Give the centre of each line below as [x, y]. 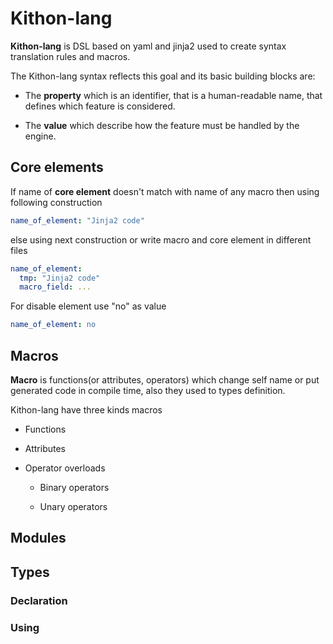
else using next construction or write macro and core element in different [161, 239]
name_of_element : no [53, 325]
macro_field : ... [55, 287]
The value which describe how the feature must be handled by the [162, 125]
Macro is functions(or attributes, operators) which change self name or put [165, 379]
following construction [56, 202]
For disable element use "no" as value [88, 306]
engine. [40, 136]
